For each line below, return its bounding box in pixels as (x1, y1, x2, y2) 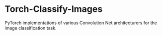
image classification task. (4, 25, 57, 31)
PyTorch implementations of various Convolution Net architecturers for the (4, 20, 158, 26)
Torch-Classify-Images (4, 3, 103, 15)
